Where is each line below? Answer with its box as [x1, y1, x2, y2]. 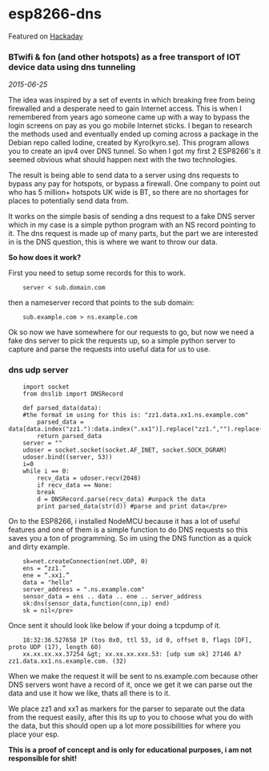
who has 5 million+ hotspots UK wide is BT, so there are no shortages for [8, 188, 249, 197]
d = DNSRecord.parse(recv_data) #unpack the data [37, 495, 206, 503]
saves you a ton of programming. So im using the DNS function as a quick [8, 533, 252, 542]
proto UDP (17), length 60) [8, 643, 102, 651]
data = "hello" [22, 578, 74, 586]
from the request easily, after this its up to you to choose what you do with [8, 712, 254, 722]
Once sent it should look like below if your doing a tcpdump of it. [8, 620, 222, 630]
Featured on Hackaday [8, 31, 83, 41]
